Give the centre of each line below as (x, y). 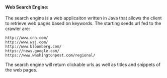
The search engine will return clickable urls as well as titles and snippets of (83, 64)
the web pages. (21, 70)
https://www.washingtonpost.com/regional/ (50, 55)
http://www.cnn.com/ (27, 38)
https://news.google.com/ (32, 51)
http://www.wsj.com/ (27, 42)
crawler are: (18, 29)
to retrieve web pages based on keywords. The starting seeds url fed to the (83, 23)
